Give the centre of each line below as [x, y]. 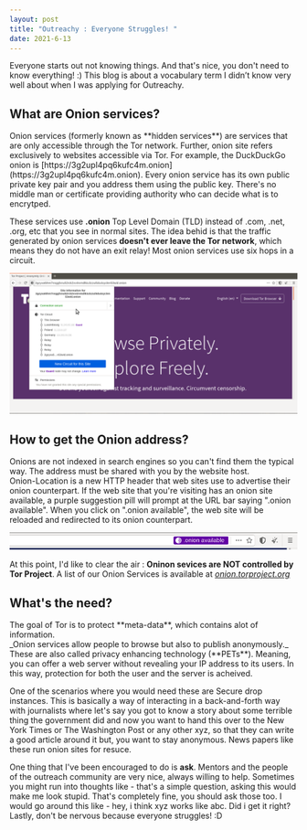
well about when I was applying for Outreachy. [97, 85]
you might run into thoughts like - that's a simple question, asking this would [153, 787]
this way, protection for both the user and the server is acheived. [131, 674]
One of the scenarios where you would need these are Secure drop [136, 691]
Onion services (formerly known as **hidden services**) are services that [148, 136]
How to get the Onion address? [99, 439]
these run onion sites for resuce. [71, 750]
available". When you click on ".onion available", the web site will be [137, 510]
